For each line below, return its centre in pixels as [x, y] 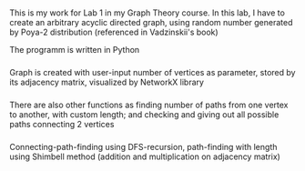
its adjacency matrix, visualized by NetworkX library [107, 82]
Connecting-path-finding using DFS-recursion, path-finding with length [143, 146]
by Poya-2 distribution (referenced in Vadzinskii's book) [114, 32]
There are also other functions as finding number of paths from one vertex [149, 105]
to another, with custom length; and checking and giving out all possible [144, 114]
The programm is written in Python [75, 49]
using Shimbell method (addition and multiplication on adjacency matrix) [145, 156]
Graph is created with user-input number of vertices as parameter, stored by [152, 72]
